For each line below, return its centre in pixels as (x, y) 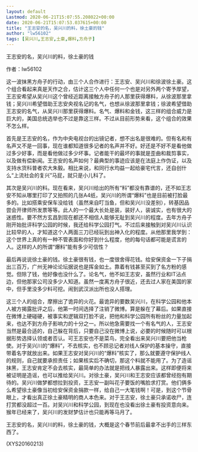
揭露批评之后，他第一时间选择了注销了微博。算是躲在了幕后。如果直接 (107, 309)
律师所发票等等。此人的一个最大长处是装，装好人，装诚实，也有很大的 (107, 210)
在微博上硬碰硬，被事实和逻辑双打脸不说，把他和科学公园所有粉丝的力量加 (96, 316)
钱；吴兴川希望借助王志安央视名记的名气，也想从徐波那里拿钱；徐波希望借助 (99, 104)
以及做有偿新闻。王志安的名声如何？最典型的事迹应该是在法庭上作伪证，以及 (99, 161)
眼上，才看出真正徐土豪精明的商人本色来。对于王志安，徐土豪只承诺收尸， (96, 397)
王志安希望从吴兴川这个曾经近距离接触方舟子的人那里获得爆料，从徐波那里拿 (99, 96)
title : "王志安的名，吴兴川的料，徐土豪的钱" (55, 28)
